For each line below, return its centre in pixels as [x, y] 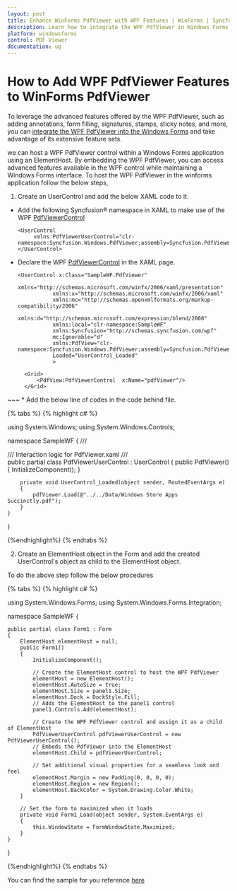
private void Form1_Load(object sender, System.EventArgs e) [111, 815]
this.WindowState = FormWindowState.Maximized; [104, 827]
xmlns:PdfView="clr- [83, 343]
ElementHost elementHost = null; [69, 641]
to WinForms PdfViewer [79, 97]
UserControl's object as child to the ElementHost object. [99, 561]
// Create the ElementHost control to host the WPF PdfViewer [126, 672]
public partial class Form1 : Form [60, 629]
